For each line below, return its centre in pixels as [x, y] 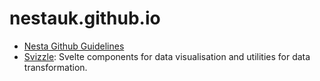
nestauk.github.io [85, 18]
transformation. [55, 67]
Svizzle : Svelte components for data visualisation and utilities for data [167, 56]
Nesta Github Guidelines [74, 46]
